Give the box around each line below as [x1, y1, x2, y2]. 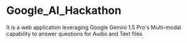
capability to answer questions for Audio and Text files [6, 30, 143, 37]
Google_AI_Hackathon [6, 4, 121, 18]
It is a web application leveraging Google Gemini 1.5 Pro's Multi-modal [6, 24, 182, 31]
